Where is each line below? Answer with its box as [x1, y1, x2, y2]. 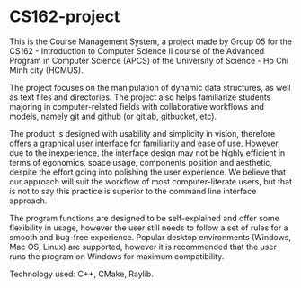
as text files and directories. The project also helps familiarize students [9, 92, 271, 103]
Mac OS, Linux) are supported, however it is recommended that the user [9, 241, 277, 252]
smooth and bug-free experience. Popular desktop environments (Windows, [9, 231, 292, 242]
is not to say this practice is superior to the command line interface [9, 185, 257, 196]
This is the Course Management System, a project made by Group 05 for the [9, 36, 292, 47]
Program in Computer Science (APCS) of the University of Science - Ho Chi [9, 55, 289, 66]
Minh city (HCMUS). [9, 65, 84, 76]
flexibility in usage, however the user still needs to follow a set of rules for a [9, 222, 289, 233]
